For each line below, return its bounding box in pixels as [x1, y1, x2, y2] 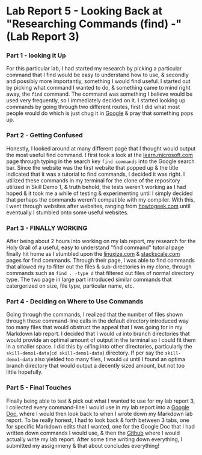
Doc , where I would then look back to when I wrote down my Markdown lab [6, 410, 194, 417]
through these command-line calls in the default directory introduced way [6, 317, 189, 324]
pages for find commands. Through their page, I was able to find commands [6, 257, 195, 264]
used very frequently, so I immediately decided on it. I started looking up [6, 97, 186, 104]
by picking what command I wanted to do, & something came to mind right [6, 84, 191, 91]
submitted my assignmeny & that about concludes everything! [6, 442, 160, 449]
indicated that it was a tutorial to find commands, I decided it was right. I [6, 170, 185, 178]
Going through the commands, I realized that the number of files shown [6, 311, 183, 318]
